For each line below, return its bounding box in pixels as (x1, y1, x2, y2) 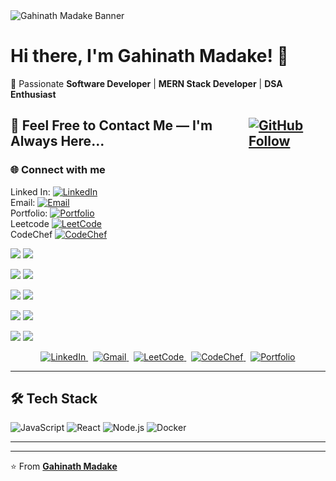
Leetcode (10, 217, 50, 229)
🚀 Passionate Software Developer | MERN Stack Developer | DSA (10, 77, 283, 89)
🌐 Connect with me (10, 163, 106, 177)
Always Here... (10, 133, 105, 150)
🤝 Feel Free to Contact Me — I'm (10, 117, 213, 134)
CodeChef (10, 228, 53, 240)
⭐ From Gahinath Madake (10, 460, 118, 473)
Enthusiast (10, 88, 57, 100)
